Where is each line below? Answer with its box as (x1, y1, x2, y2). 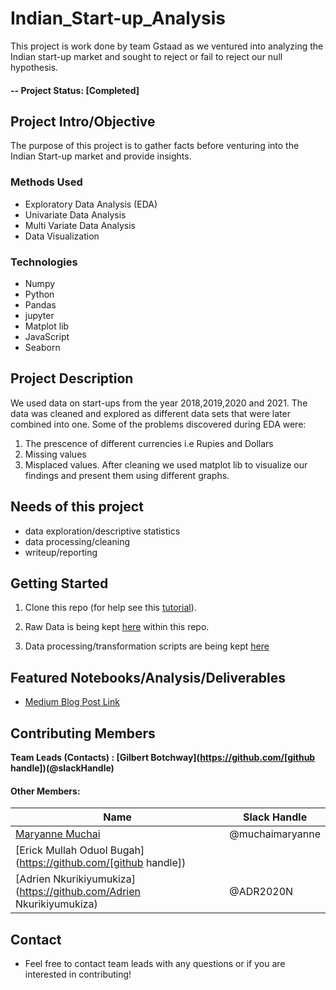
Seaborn (24, 341, 61, 353)
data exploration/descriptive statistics (24, 525, 181, 537)
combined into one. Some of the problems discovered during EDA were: (10, 418, 307, 430)
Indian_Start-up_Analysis (10, 7, 227, 30)
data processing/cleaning (24, 535, 130, 547)
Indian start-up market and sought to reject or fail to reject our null (10, 50, 283, 62)
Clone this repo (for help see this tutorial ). (24, 602, 197, 614)
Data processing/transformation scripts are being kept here (24, 640, 270, 652)
